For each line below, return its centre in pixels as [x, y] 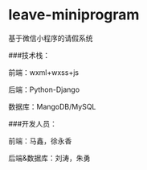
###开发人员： [33, 123]
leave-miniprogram [74, 15]
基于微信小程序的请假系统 [51, 38]
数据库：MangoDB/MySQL [52, 106]
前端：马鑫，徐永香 [40, 141]
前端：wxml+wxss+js [43, 72]
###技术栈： [29, 55]
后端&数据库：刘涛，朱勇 [49, 158]
